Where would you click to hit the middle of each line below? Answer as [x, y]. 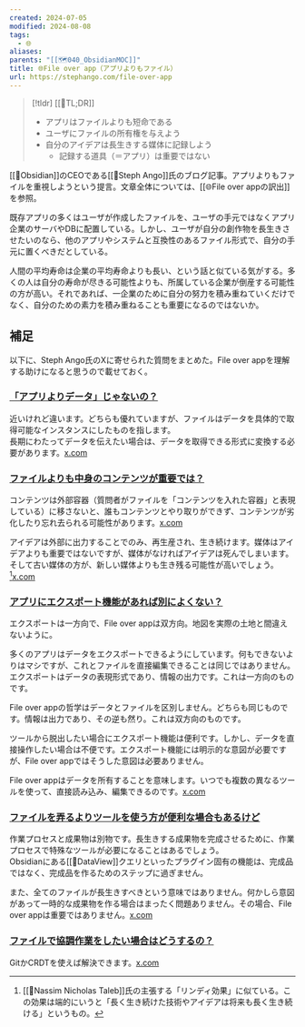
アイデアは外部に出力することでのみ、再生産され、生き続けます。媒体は [144, 542]
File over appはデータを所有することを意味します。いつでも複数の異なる [144, 780]
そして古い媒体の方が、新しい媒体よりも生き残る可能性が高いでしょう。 [144, 565]
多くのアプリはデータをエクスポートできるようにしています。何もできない [148, 654]
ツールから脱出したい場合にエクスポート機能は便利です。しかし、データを [148, 739]
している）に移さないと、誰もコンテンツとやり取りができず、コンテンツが [148, 511]
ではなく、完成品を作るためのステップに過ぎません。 [109, 873]
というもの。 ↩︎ [75, 1013]
